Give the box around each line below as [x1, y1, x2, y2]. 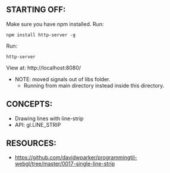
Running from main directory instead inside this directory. [23, 82, 165, 89]
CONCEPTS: [6, 99, 53, 109]
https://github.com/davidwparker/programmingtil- [14, 154, 137, 161]
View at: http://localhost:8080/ [6, 64, 81, 71]
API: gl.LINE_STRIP [14, 121, 61, 128]
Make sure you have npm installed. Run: [6, 20, 104, 27]
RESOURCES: [6, 139, 56, 149]
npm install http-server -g [6, 32, 76, 38]
